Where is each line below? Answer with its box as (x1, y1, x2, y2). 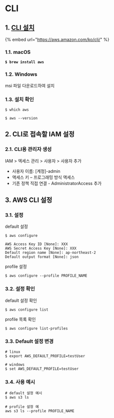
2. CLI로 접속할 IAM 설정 (5, 130, 75, 138)
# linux (5, 349, 21, 354)
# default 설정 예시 (5, 391, 43, 396)
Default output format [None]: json (5, 254, 79, 260)
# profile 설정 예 (5, 404, 39, 409)
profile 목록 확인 (5, 316, 36, 322)
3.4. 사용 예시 (5, 378, 35, 385)
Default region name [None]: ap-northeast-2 (5, 251, 96, 255)
